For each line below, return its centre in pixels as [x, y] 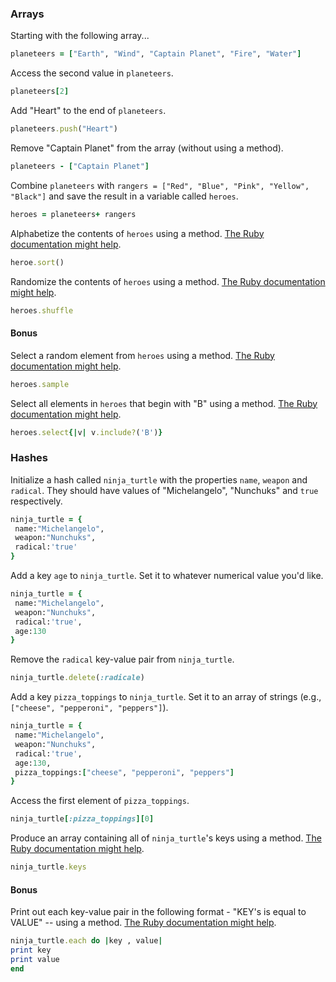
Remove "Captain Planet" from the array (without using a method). [147, 148]
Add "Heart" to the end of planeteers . [88, 111]
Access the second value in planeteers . [92, 73]
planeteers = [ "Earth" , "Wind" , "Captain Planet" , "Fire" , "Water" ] [156, 54]
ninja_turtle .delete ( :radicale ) [77, 678]
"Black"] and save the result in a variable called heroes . [124, 196]
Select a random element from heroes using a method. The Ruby [142, 355]
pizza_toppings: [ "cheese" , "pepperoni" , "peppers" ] [124, 772]
